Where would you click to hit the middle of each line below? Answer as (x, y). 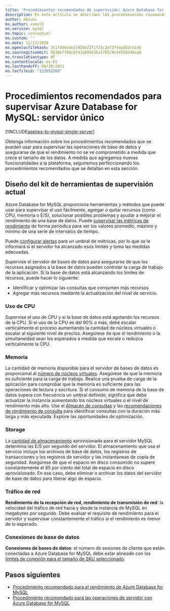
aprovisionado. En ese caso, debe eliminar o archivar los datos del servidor (83, 473)
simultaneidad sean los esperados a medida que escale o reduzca (74, 339)
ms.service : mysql (25, 29)
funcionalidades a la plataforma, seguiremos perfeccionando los (72, 163)
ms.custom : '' (20, 38)
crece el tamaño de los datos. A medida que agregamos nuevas (72, 157)
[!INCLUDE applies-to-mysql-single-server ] (50, 132)
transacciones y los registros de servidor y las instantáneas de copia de (80, 457)
